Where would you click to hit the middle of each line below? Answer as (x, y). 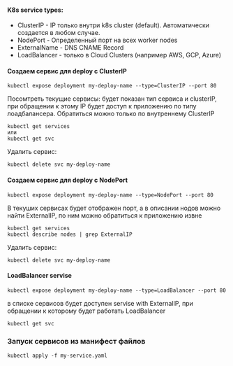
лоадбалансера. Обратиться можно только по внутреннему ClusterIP (111, 114)
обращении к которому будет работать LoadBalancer (87, 311)
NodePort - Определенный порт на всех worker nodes (97, 40)
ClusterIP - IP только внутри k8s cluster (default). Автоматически (113, 25)
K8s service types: (36, 10)
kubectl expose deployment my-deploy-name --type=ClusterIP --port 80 (112, 86)
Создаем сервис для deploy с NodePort (67, 180)
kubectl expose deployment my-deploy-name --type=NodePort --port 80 (111, 195)
